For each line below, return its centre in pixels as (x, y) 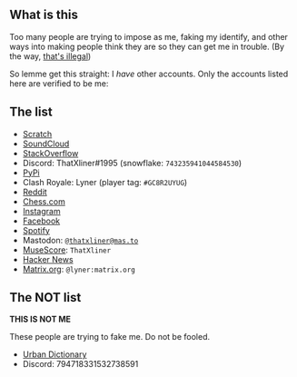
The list (31, 112)
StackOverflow (50, 153)
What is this (44, 15)
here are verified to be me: (59, 83)
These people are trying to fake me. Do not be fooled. (110, 337)
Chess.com (44, 201)
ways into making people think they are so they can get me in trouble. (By (147, 46)
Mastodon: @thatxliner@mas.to (80, 240)
